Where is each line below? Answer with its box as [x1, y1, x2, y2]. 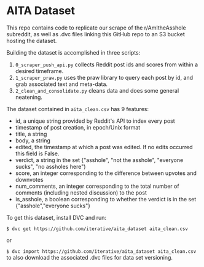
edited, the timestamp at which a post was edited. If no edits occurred [15, 143, 193, 150]
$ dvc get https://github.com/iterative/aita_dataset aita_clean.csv [6, 225, 189, 232]
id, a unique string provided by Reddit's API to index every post [15, 117, 175, 125]
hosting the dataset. [6, 37, 57, 44]
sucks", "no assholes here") [15, 163, 86, 170]
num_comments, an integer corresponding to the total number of [15, 182, 179, 190]
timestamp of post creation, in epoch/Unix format [15, 123, 141, 131]
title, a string [15, 130, 47, 137]
